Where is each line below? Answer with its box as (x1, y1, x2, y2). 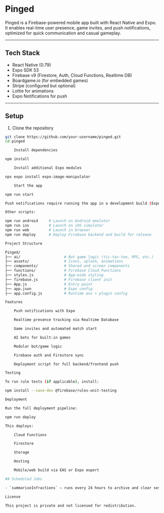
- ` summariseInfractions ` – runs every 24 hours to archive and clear (5, 485, 152, 490)
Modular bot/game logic (14, 344, 62, 349)
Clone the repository (12, 125, 54, 131)
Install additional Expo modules (14, 166, 82, 171)
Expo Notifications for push (12, 93, 67, 99)
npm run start (5, 192, 34, 197)
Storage (14, 450, 29, 455)
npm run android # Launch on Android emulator (5, 219, 110, 223)
